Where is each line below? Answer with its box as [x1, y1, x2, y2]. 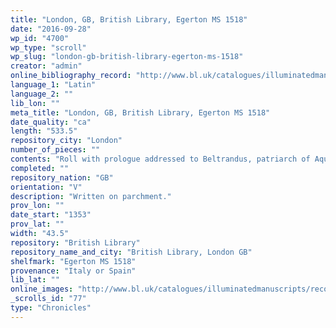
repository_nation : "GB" [10, 172, 114, 183]
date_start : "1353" [10, 210, 92, 220]
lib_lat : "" [10, 275, 60, 285]
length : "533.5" [10, 126, 78, 136]
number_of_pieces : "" [10, 145, 101, 155]
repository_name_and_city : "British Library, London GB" [10, 247, 253, 257]
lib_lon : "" [10, 98, 60, 108]
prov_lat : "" [10, 219, 65, 230]
